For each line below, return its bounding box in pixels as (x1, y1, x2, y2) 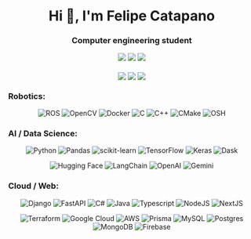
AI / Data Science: (8, 128, 78, 139)
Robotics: (8, 90, 45, 101)
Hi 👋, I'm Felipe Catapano (48, 7, 216, 25)
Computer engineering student (71, 35, 192, 46)
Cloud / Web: (8, 180, 59, 191)
